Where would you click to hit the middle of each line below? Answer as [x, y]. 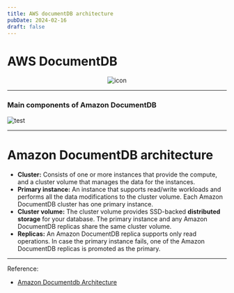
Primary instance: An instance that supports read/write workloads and [119, 189]
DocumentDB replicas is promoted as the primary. [89, 248]
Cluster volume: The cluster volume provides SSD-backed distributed [119, 211]
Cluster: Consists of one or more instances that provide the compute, [117, 174]
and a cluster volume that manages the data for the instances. [106, 181]
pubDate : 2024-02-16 [37, 20]
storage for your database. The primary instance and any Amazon [112, 219]
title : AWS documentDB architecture [60, 14]
